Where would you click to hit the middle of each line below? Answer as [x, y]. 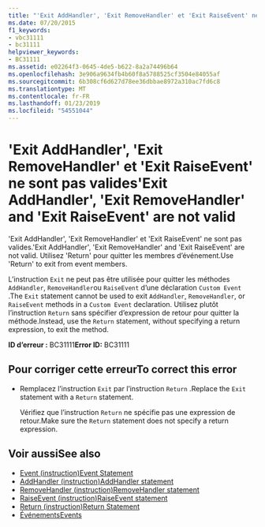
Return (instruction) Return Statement [80, 506]
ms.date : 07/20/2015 [42, 23]
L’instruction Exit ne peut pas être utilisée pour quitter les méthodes [119, 279]
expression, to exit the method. [58, 329]
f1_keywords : [30, 30]
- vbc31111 [26, 37]
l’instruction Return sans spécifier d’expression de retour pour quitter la [123, 312]
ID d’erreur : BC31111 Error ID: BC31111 [69, 345]
